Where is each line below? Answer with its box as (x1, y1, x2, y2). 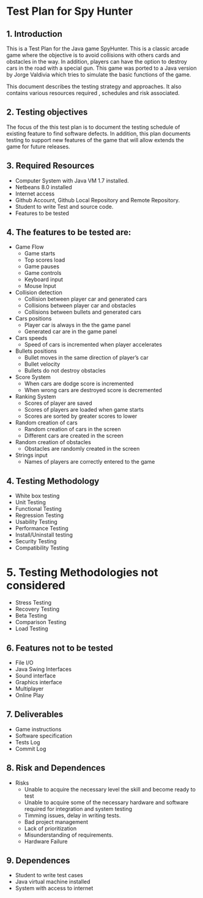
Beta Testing (15, 612, 47, 619)
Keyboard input (24, 276, 63, 283)
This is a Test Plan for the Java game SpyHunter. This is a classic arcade (6, 45, 190, 52)
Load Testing (15, 625, 48, 632)
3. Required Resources (6, 160, 95, 171)
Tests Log (15, 738, 40, 745)
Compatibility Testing (15, 544, 69, 552)
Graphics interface (15, 679, 62, 685)
